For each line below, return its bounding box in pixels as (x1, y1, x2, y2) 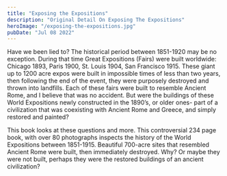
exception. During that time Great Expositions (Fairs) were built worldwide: (7, 55, 217, 63)
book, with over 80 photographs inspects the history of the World (7, 134, 191, 142)
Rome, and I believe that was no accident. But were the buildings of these (7, 91, 214, 100)
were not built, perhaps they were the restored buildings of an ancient (7, 155, 204, 164)
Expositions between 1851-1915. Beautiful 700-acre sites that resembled (7, 141, 210, 149)
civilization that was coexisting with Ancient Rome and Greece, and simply (7, 106, 217, 114)
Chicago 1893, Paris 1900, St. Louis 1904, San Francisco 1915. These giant (7, 62, 215, 70)
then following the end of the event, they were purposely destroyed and (7, 76, 209, 85)
